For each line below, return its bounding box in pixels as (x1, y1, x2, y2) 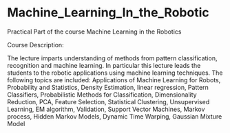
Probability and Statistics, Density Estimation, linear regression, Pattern (7, 83, 209, 91)
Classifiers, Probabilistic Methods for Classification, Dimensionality (7, 90, 198, 99)
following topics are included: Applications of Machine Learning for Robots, (7, 75, 221, 84)
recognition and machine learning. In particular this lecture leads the (7, 61, 201, 69)
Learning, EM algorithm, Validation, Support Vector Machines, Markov (7, 105, 205, 113)
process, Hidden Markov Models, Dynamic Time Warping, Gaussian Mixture (7, 112, 222, 121)
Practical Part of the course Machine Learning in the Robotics (7, 27, 182, 36)
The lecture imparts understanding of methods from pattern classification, (7, 53, 218, 62)
